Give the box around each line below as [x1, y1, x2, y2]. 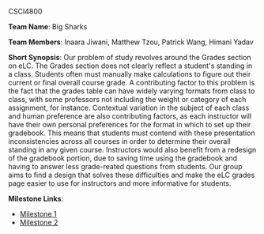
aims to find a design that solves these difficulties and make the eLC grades [8, 170, 255, 179]
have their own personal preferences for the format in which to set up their [8, 120, 251, 129]
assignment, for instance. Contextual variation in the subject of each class [8, 103, 250, 112]
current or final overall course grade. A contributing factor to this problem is [8, 78, 255, 87]
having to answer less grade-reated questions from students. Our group [8, 162, 243, 171]
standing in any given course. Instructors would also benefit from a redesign [8, 145, 257, 154]
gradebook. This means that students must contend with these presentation [8, 128, 255, 138]
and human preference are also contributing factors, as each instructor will [8, 111, 252, 121]
